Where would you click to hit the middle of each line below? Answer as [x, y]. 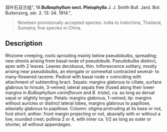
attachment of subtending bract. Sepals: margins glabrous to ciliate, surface [83, 82]
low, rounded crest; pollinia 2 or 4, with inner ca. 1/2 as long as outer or [78, 119]
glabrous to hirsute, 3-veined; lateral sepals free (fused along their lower [80, 87]
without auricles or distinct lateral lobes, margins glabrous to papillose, [78, 103]
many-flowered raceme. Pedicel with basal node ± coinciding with [73, 77]
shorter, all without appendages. [38, 124]
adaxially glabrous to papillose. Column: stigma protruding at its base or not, [84, 108]
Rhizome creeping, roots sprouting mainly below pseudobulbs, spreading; [81, 55]
